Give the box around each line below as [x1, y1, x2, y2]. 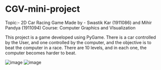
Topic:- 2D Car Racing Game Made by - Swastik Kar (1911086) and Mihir [5, 20, 152, 25]
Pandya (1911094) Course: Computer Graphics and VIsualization [5, 24, 136, 30]
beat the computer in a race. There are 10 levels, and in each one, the [5, 45, 147, 50]
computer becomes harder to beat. [5, 50, 77, 56]
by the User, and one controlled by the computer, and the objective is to [5, 39, 152, 45]
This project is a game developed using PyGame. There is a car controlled [5, 34, 156, 40]
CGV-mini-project [5, 3, 80, 15]
